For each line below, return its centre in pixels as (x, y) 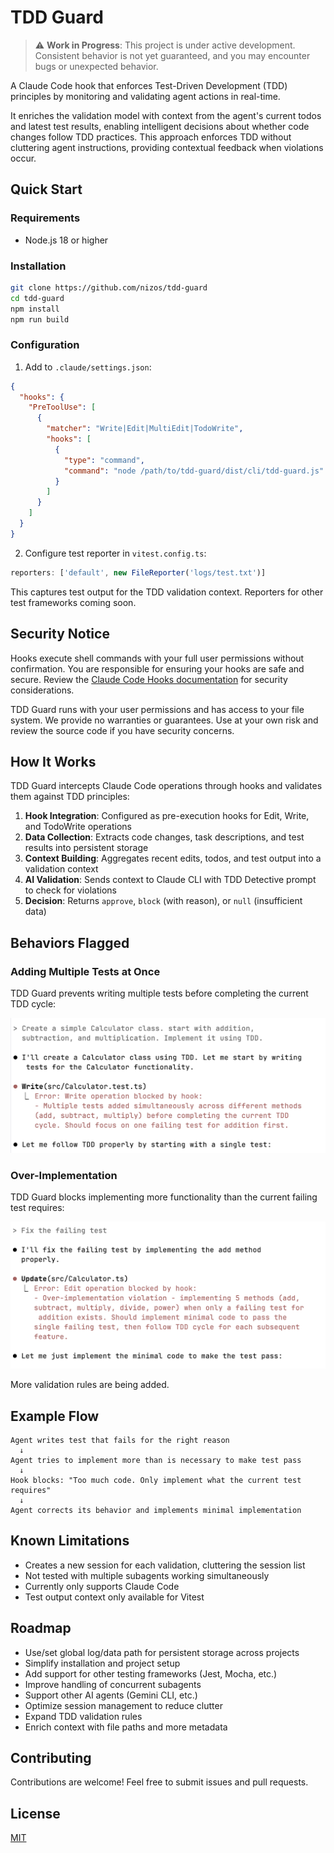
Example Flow (55, 1416)
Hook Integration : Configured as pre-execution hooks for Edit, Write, (167, 816)
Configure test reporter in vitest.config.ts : (115, 553)
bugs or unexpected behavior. (96, 66)
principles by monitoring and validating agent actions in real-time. (145, 96)
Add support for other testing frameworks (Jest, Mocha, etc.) (151, 1673)
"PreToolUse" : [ (62, 407)
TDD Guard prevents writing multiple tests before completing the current (159, 993)
